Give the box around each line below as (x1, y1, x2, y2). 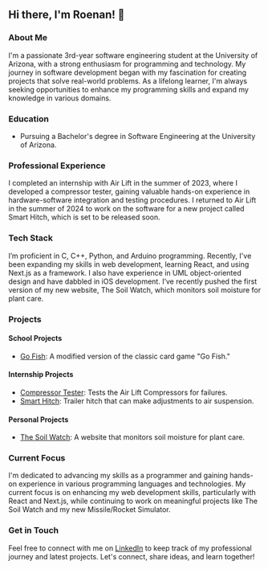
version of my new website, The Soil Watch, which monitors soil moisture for (8, 284, 262, 294)
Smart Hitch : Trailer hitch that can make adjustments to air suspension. (19, 395, 254, 406)
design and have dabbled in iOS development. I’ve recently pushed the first (8, 276, 258, 286)
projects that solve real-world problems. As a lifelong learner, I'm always (8, 76, 247, 85)
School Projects (8, 334, 63, 343)
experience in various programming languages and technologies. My (18, 479, 246, 489)
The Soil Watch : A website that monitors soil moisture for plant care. (19, 432, 245, 442)
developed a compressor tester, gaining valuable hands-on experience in (8, 186, 250, 197)
